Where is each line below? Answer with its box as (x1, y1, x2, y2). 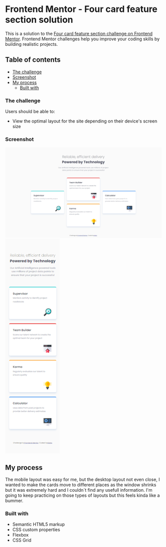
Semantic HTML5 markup (12, 522, 65, 528)
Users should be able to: (5, 109, 56, 115)
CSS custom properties (12, 527, 61, 533)
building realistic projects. (5, 41, 58, 47)
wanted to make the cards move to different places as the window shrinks (5, 482, 157, 488)
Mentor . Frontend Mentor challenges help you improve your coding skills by (5, 36, 160, 42)
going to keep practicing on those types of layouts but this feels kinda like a (5, 492, 160, 499)
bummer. (5, 498, 23, 504)
